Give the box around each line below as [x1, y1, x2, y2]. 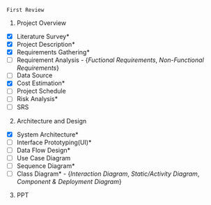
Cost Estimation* [16, 79, 65, 87]
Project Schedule [16, 87, 67, 96]
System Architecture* [16, 130, 79, 139]
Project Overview [16, 19, 67, 27]
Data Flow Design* [16, 146, 71, 154]
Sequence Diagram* [16, 161, 75, 170]
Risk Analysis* [16, 95, 58, 103]
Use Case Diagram [16, 153, 71, 162]
